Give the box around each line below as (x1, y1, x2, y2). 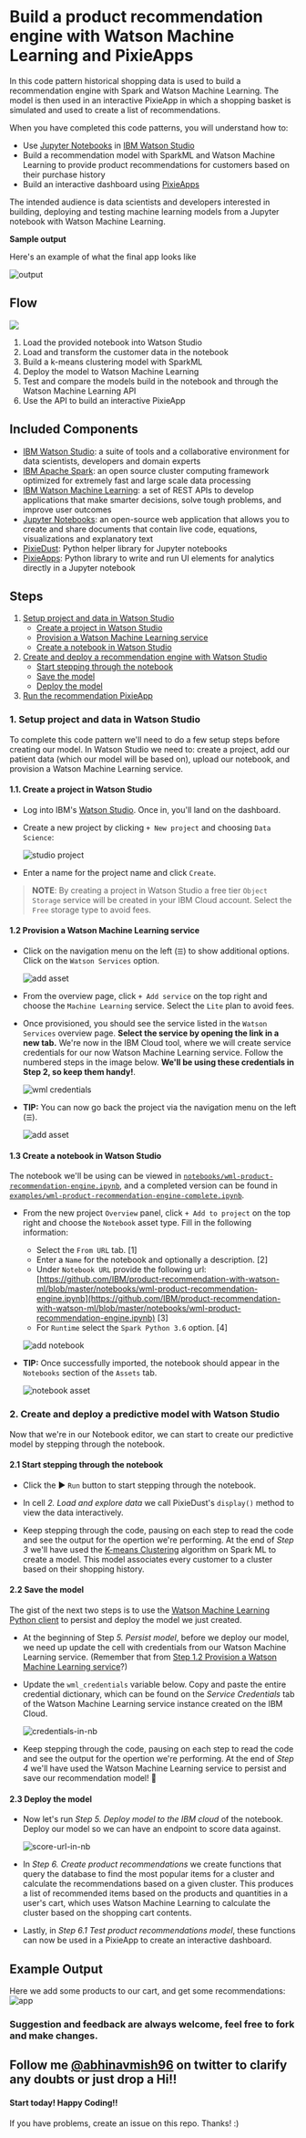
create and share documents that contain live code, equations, (22, 523, 258, 534)
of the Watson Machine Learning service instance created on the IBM (22, 1698, 283, 1709)
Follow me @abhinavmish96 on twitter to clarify (9, 2058, 288, 2073)
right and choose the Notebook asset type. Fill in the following (22, 1217, 252, 1228)
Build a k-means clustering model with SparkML (22, 356, 203, 367)
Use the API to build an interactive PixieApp (22, 395, 186, 405)
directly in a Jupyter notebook (22, 562, 136, 573)
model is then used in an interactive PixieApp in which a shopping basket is (9, 94, 291, 106)
